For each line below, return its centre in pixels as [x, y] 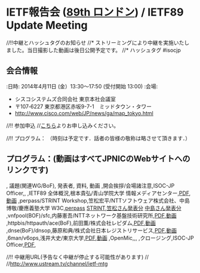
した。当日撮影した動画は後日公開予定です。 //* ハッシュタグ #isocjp [96, 50]
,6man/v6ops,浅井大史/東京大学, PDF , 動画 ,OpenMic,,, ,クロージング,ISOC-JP [100, 238]
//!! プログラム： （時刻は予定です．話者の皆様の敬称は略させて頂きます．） [99, 138]
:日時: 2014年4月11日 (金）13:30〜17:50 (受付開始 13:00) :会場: [82, 86]
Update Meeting [47, 25]
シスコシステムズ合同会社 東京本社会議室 [65, 99]
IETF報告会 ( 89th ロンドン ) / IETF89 [95, 12]
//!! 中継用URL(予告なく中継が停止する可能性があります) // [78, 257]
